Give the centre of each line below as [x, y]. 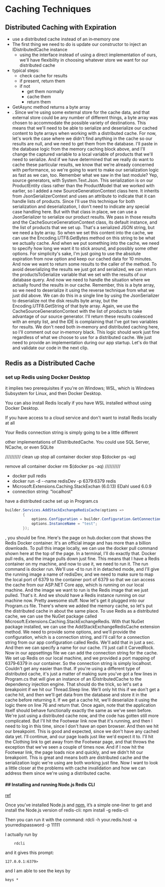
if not [25, 86]
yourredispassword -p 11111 [33, 825]
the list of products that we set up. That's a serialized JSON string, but [83, 227]
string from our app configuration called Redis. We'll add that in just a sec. [80, 642]
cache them [39, 97]
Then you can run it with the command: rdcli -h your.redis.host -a [71, 820]
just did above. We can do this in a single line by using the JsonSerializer [86, 296]
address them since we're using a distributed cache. [58, 773]
